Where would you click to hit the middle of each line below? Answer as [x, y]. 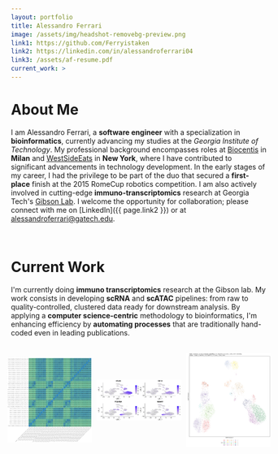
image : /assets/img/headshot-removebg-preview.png [98, 34]
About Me [45, 110]
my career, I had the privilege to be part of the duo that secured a [120, 175]
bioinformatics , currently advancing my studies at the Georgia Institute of [135, 141]
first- [240, 175]
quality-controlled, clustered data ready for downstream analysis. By [126, 307]
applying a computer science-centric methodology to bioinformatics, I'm [134, 315]
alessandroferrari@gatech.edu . [63, 218]
